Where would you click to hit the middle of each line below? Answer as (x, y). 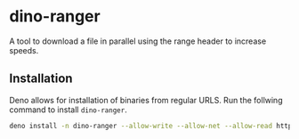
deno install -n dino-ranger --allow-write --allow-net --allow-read (141, 126)
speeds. (24, 50)
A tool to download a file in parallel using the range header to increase (138, 41)
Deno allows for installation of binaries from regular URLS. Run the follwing (146, 100)
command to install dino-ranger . (68, 110)
